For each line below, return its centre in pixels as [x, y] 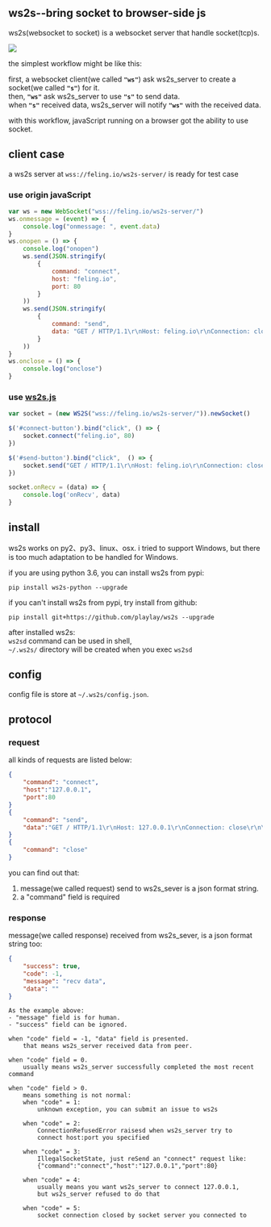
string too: [25, 944]
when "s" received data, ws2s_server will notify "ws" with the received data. [135, 105]
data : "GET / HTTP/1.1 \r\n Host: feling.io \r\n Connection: [151, 331]
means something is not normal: [77, 1096]
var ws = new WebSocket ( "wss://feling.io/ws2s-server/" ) [106, 211]
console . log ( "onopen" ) [61, 249]
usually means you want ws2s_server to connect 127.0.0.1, [139, 1187]
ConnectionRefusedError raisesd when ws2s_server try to [135, 1131]
